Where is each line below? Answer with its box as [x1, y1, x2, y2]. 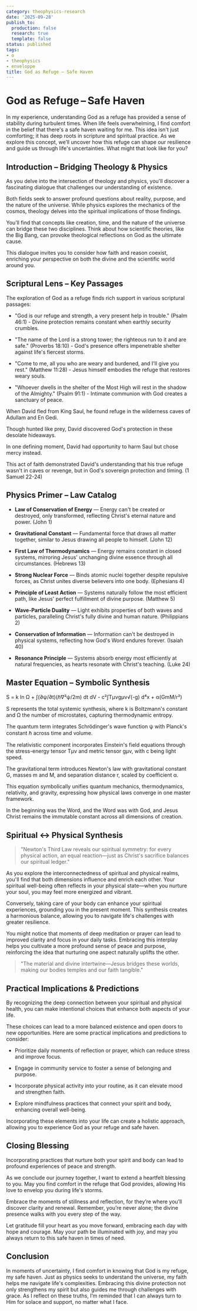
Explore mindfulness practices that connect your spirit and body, [14, 1100, 172, 1107]
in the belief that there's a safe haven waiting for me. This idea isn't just [6, 126, 179, 133]
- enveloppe [6, 63, 35, 69]
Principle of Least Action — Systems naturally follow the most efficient [14, 589, 188, 596]
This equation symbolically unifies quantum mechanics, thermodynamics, [6, 783, 184, 790]
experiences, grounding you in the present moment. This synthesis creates [6, 906, 188, 913]
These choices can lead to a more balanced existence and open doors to [6, 1023, 183, 1030]
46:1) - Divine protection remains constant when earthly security [14, 318, 171, 325]
